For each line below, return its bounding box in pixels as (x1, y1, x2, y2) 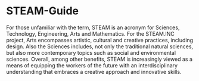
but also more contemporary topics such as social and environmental (6, 49, 176, 56)
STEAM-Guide (6, 4, 79, 18)
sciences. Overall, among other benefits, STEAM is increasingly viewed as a (6, 55, 192, 63)
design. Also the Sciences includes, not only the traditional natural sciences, (6, 43, 194, 50)
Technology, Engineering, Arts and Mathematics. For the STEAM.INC (6, 30, 175, 37)
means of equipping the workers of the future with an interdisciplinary (6, 61, 178, 69)
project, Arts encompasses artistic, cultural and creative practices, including (6, 36, 194, 43)
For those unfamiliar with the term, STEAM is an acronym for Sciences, (6, 24, 180, 31)
